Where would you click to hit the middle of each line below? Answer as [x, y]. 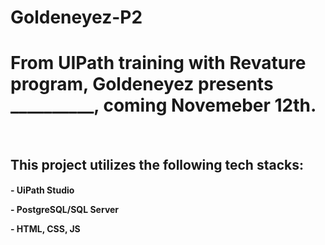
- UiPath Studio [42, 190]
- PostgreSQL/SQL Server [65, 210]
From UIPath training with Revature [158, 63]
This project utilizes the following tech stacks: [157, 164]
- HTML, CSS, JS [45, 229]
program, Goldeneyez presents [142, 84]
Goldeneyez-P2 [76, 17]
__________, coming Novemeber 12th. [163, 105]
